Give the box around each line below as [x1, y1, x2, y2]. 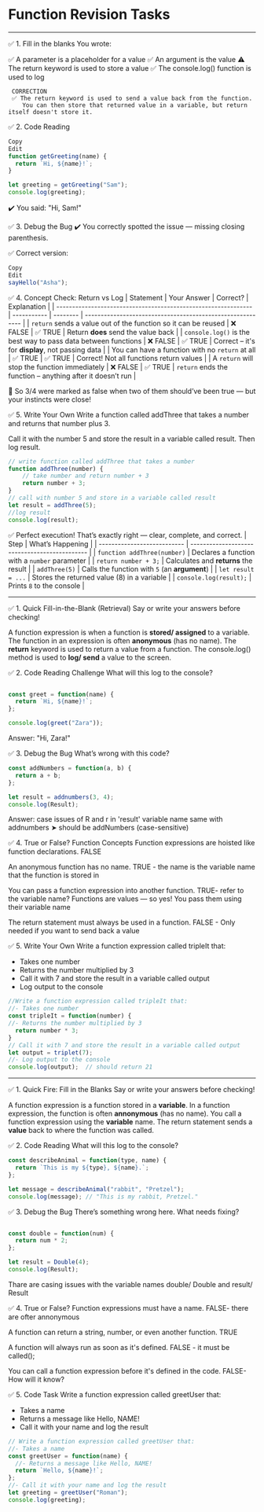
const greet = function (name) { [8, 690, 114, 698]
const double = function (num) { [8, 1229, 114, 1238]
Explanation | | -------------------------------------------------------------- [8, 301, 253, 311]
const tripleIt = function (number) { [8, 1012, 132, 1020]
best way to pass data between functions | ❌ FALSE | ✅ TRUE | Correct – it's [8, 336, 255, 345]
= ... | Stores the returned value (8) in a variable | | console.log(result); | [8, 572, 252, 582]
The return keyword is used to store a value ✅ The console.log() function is [8, 63, 251, 72]
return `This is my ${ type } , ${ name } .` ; [15, 1164, 149, 1172]
